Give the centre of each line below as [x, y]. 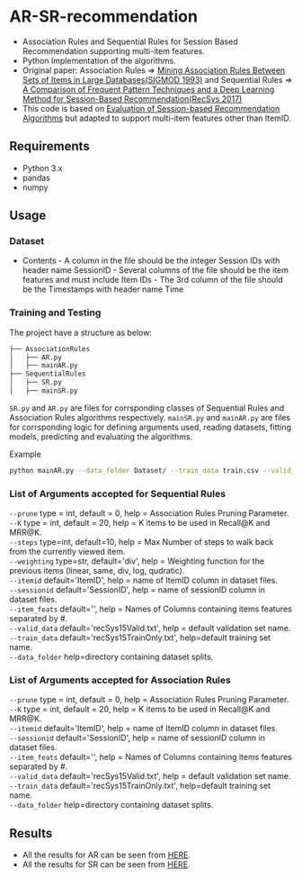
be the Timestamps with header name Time [103, 289]
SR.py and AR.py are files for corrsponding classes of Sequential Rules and [147, 408]
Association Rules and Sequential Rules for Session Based [130, 41]
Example [26, 454]
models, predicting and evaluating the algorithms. [101, 436]
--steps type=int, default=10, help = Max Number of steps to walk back [142, 542]
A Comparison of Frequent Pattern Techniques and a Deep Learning [148, 89]
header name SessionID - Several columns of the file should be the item [155, 270]
